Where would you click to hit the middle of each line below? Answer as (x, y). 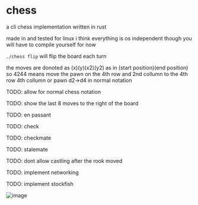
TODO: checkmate (29, 138)
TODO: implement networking (42, 172)
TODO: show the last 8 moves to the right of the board (72, 103)
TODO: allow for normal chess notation (54, 92)
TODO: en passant (29, 115)
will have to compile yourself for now (51, 45)
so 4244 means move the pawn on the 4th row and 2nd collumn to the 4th (97, 74)
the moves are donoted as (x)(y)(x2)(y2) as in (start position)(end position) (97, 67)
